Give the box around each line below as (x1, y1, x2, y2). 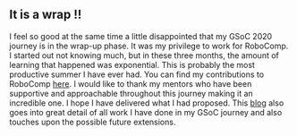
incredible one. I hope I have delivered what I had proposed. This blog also (9, 98, 284, 108)
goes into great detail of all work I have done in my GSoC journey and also (9, 106, 283, 117)
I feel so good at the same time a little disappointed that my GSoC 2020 (9, 30, 273, 41)
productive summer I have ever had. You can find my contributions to (9, 69, 265, 80)
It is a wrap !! (9, 7, 82, 22)
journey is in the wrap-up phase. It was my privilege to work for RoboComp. (9, 40, 289, 51)
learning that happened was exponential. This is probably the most (9, 59, 255, 70)
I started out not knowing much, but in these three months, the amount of (9, 49, 280, 61)
